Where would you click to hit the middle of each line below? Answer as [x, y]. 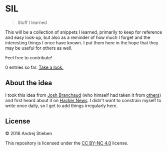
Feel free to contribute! [29, 57]
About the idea [29, 83]
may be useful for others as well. [39, 48]
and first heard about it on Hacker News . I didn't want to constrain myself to [83, 100]
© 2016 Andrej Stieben [29, 133]
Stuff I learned [32, 22]
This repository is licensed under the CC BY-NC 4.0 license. [67, 143]
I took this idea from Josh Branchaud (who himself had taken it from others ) [83, 95]
